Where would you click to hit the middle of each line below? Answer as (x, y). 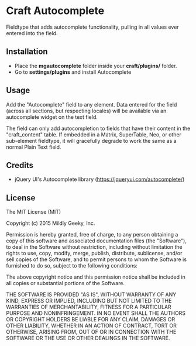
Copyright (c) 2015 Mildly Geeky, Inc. (51, 223)
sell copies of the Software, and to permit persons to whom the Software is (97, 259)
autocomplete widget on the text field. (52, 117)
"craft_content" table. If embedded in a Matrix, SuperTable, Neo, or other (94, 134)
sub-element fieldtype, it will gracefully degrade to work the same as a (91, 141)
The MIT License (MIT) (34, 212)
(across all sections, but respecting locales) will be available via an (86, 111)
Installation (27, 52)
